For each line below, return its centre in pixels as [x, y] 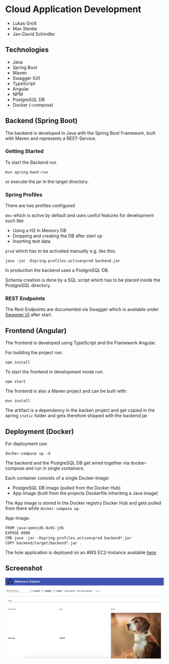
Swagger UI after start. [29, 315]
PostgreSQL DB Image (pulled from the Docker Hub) [66, 488]
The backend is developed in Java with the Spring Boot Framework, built [80, 133]
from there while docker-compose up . [43, 509]
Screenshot [24, 568]
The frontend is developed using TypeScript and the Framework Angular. [81, 343]
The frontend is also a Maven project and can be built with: [66, 391]
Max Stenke [25, 28]
